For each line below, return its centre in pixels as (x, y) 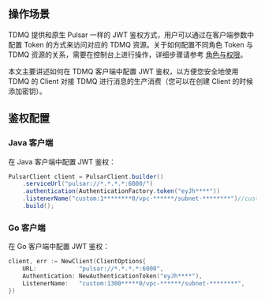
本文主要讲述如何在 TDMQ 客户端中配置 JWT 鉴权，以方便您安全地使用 (123, 71)
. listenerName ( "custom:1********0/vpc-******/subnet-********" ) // (134, 199)
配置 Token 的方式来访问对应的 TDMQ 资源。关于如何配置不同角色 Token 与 (131, 44)
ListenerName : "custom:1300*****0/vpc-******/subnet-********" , (134, 283)
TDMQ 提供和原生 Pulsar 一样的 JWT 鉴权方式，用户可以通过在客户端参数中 (131, 35)
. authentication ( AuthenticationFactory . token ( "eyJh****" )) (121, 191)
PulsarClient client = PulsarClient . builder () (86, 176)
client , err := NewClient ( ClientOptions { (77, 262)
